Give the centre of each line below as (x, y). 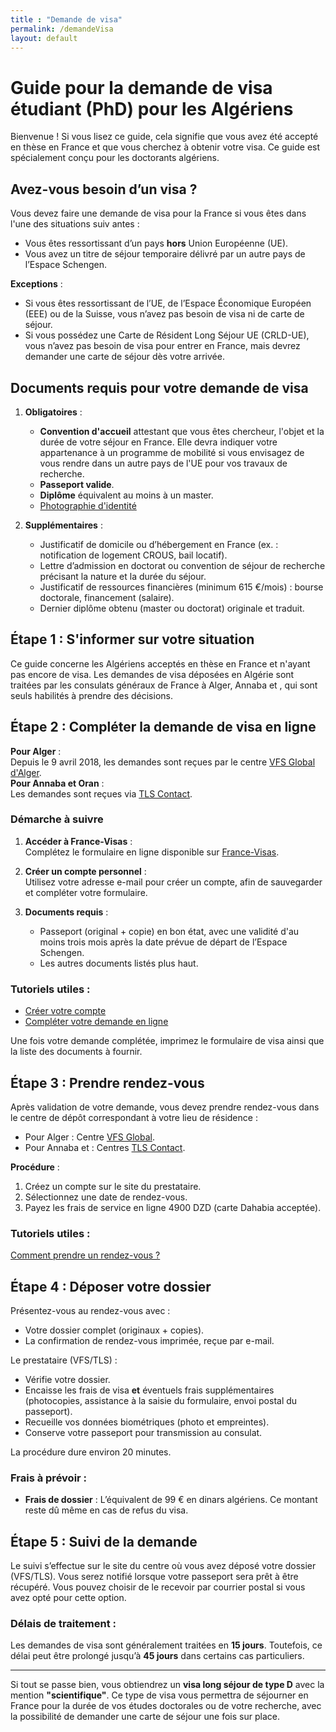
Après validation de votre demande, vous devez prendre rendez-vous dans (165, 1107)
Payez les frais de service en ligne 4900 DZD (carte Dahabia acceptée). (173, 1207)
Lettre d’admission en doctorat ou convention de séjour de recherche (182, 565)
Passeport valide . (77, 484)
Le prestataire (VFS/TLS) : (64, 1360)
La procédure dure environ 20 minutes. (91, 1452)
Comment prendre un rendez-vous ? (85, 1255)
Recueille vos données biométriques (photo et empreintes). (147, 1422)
